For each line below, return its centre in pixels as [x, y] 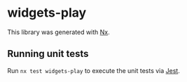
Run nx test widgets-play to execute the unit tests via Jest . [93, 70]
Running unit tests [48, 54]
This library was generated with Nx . [58, 32]
